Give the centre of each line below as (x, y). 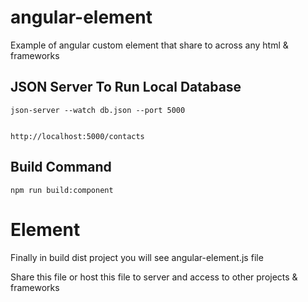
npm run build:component (62, 190)
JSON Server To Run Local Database (126, 87)
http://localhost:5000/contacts (77, 136)
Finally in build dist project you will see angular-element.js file (137, 257)
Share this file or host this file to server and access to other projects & (154, 277)
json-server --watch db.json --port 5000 (98, 110)
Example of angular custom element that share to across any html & (149, 45)
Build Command (61, 167)
